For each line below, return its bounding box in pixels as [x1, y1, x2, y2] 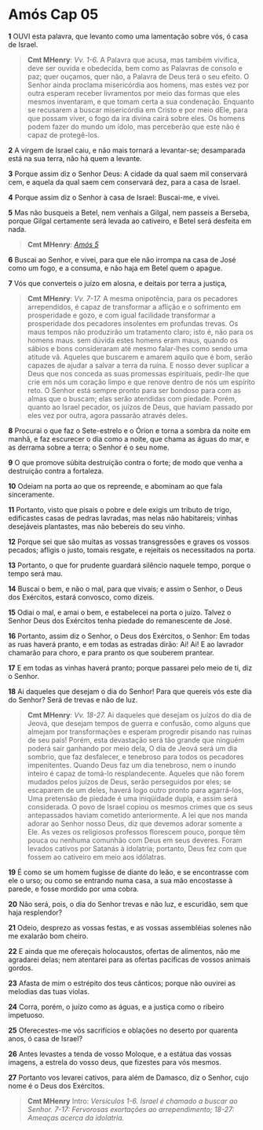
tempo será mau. [8, 568, 63, 578]
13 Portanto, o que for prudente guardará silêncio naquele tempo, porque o [8, 560, 251, 570]
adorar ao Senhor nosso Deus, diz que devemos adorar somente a [27, 819, 243, 828]
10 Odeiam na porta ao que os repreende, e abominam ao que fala [8, 481, 223, 490]
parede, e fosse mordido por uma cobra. [8, 884, 139, 893]
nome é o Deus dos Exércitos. [8, 1080, 105, 1090]
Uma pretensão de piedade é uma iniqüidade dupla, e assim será [27, 794, 238, 803]
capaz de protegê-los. [27, 130, 100, 139]
